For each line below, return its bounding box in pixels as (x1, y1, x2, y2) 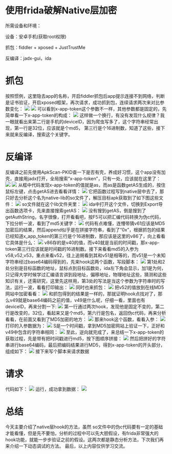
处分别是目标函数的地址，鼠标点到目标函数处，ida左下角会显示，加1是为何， (5, 265, 166, 271)
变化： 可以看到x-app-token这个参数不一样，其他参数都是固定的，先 (9, 105, 167, 112)
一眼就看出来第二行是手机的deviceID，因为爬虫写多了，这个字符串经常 (5, 118, 154, 124)
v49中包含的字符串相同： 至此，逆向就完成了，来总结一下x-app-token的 (5, 329, 164, 335)
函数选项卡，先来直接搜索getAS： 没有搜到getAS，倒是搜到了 (9, 207, 146, 213)
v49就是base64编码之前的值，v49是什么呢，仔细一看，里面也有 (9, 297, 146, 303)
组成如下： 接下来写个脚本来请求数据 (5, 348, 90, 354)
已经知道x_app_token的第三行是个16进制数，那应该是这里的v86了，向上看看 (5, 233, 165, 239)
